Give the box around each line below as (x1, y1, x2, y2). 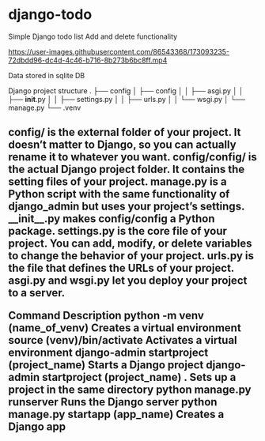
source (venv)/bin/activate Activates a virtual (8, 334, 237, 347)
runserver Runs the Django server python (8, 395, 218, 409)
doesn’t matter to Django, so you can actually (8, 138, 237, 152)
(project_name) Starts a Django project (8, 358, 204, 372)
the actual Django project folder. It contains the (8, 163, 245, 176)
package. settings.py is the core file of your (8, 224, 228, 238)
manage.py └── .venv (8, 103, 81, 112)
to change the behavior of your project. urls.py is (8, 249, 255, 262)
